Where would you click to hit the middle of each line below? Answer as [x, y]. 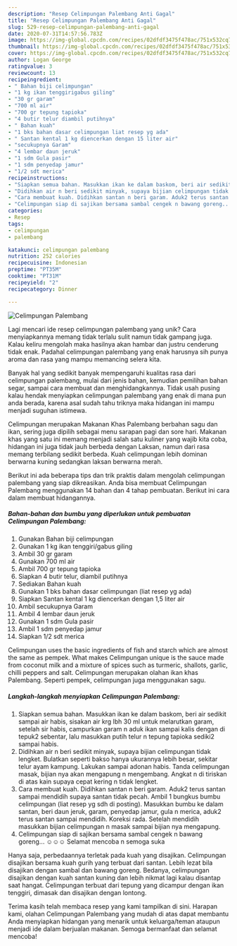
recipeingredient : [35, 79]
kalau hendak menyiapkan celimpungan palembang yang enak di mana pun [117, 395]
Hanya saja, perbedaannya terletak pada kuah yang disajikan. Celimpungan [117, 856]
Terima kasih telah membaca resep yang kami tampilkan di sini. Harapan [113, 906]
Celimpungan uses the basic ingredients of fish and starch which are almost [118, 650]
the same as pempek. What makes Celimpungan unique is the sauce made [116, 658]
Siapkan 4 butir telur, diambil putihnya [73, 577]
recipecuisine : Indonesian [47, 263]
